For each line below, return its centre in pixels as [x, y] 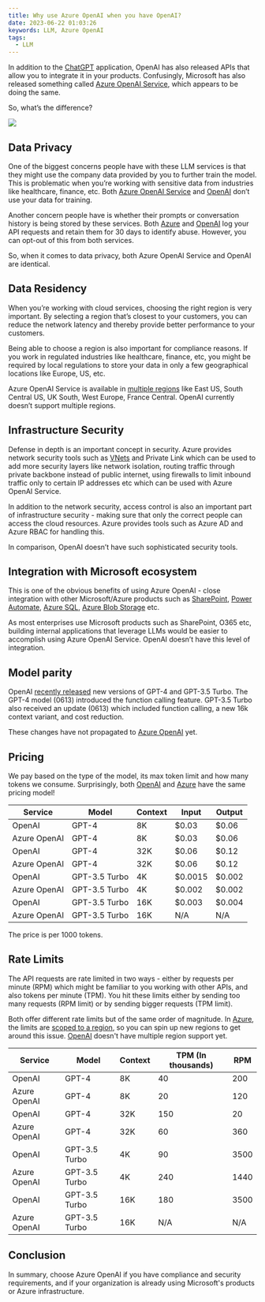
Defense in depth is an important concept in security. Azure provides [120, 449]
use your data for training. [50, 200]
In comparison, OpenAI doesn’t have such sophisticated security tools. [123, 547]
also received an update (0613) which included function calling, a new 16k [128, 709]
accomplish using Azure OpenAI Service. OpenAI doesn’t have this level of [129, 639]
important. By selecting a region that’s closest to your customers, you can [128, 316]
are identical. [29, 264]
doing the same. [34, 92]
